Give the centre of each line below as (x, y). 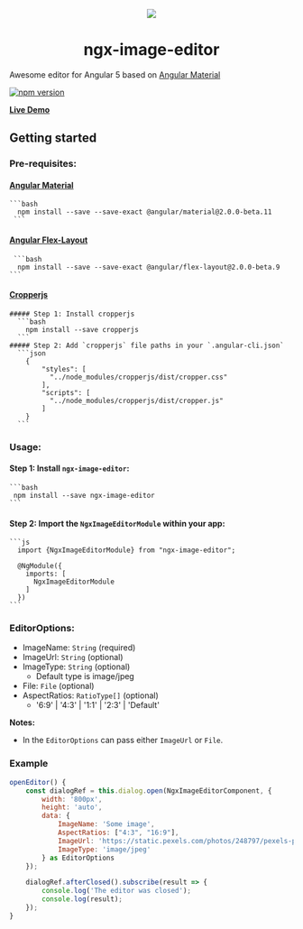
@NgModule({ (40, 566)
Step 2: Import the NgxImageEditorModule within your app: (117, 523)
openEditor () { (38, 782)
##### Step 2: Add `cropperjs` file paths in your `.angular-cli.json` (147, 345)
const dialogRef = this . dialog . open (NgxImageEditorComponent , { (149, 791)
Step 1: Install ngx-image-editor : (69, 468)
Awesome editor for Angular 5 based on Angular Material (115, 74)
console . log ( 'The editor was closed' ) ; (117, 891)
